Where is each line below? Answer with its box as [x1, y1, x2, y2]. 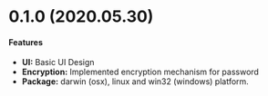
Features [8, 36, 43, 47]
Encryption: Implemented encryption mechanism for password [21, 66, 259, 78]
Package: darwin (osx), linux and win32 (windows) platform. [21, 76, 250, 87]
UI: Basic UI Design [21, 57, 95, 68]
